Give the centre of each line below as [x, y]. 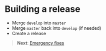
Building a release [42, 9]
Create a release [29, 33]
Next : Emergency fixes [40, 43]
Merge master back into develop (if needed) [56, 28]
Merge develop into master [39, 23]
